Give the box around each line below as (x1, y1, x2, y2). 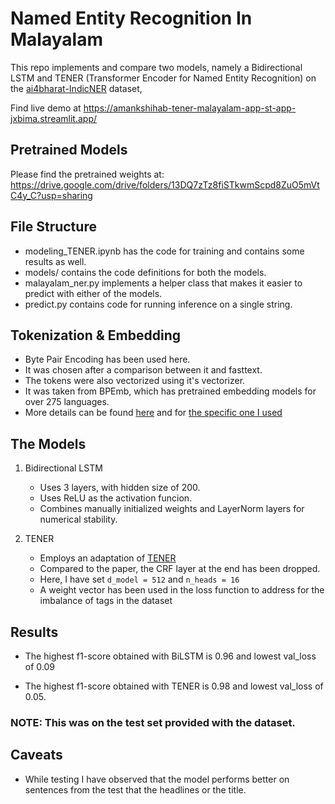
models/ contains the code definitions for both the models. (24, 266, 267, 278)
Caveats (10, 747, 63, 764)
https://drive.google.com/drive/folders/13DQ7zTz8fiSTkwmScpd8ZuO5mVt (10, 178, 320, 191)
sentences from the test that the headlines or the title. (24, 783, 247, 796)
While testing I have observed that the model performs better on (24, 773, 290, 785)
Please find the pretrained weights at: (10, 168, 165, 180)
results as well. (24, 255, 87, 267)
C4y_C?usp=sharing (10, 189, 93, 201)
